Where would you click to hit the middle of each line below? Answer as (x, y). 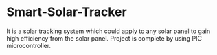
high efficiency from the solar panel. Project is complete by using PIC (104, 38)
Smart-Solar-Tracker (67, 12)
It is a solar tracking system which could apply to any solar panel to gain (108, 31)
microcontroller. (29, 45)
